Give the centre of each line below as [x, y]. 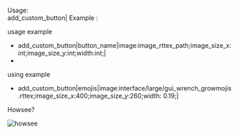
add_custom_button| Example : [53, 18]
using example [29, 74]
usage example [30, 32]
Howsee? [21, 109]
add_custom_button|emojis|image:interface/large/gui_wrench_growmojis [124, 88]
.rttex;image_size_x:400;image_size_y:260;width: [90, 96]
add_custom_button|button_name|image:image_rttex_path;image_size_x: [124, 45]
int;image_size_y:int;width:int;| [62, 53]
